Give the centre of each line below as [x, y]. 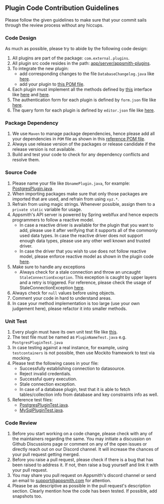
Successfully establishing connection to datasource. [72, 368]
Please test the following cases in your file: [55, 363]
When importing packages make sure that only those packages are [80, 194]
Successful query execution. [48, 379]
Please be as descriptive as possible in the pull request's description [81, 486]
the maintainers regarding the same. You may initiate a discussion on [82, 439]
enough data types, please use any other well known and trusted [85, 241]
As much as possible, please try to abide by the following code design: [76, 49]
